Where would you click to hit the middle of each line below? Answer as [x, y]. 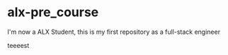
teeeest [18, 45]
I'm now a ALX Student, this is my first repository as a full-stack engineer [114, 32]
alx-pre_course [53, 12]
